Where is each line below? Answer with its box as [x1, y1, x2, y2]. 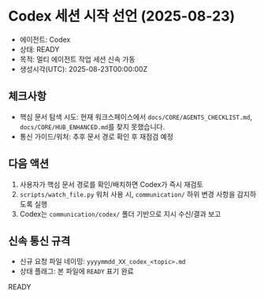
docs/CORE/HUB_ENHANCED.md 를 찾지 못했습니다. [19, 121, 165, 131]
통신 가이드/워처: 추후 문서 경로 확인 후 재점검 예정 [19, 132, 173, 141]
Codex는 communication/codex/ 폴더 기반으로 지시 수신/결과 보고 [19, 209, 221, 218]
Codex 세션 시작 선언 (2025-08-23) [8, 7, 236, 25]
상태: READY [19, 44, 60, 54]
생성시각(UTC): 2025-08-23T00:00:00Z [19, 64, 148, 73]
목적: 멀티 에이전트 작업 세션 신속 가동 [19, 54, 136, 64]
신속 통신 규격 [8, 234, 71, 248]
